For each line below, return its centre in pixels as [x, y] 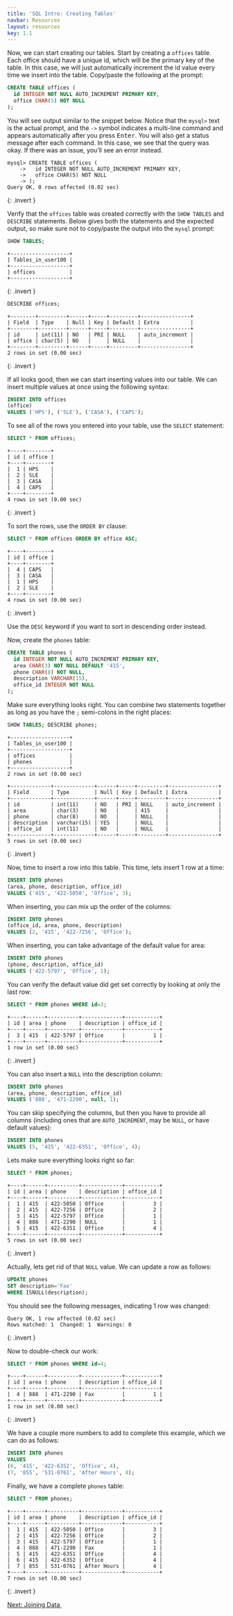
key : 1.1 [20, 33]
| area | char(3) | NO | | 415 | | [114, 810]
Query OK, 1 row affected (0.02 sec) [62, 1318]
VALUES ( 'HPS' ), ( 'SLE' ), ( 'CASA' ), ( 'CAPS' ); [76, 412]
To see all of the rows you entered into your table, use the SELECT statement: [115, 426]
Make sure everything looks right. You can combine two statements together [116, 705]
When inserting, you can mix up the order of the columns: [89, 906]
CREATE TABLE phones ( [40, 652]
